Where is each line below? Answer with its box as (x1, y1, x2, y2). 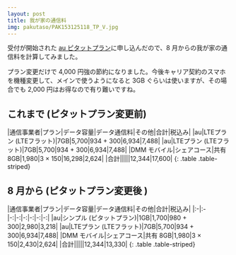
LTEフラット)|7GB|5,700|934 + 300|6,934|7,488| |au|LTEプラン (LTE (17, 137, 218, 146)
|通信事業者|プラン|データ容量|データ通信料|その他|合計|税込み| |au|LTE (7, 128, 215, 136)
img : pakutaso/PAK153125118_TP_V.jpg (7, 23, 119, 30)
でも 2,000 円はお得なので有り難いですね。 (13, 85, 140, 94)
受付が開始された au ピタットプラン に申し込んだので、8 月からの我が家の (7, 44, 222, 52)
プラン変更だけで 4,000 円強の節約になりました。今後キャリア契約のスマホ (7, 68, 226, 76)
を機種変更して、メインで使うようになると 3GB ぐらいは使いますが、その (7, 76, 221, 85)
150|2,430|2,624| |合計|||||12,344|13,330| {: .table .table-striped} (7, 240, 196, 248)
